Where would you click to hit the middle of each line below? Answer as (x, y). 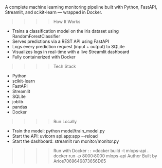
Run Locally (65, 121)
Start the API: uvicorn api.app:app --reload (55, 136)
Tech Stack (65, 66)
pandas (20, 107)
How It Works (67, 22)
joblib (18, 102)
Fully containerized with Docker (44, 57)
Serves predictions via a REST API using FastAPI (61, 41)
